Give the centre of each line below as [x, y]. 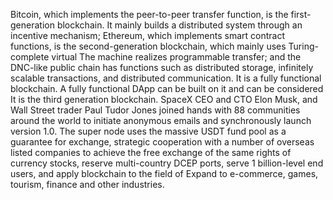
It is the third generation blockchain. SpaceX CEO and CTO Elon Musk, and [164, 99]
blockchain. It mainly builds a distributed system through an [179, 25]
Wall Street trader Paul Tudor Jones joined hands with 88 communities [155, 110]
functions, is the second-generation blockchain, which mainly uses [148, 46]
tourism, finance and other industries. [87, 184]
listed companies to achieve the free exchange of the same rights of [151, 152]
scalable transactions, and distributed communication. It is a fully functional [166, 78]
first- [301, 14]
